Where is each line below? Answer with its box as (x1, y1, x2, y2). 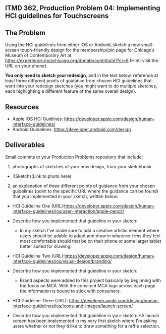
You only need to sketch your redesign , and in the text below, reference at (5, 72, 159, 78)
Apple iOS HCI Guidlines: (12, 116, 63, 122)
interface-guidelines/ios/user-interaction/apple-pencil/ (12, 208, 124, 214)
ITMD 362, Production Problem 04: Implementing (5, 4, 161, 12)
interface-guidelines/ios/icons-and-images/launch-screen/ (12, 303, 133, 309)
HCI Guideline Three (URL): (12, 297, 68, 303)
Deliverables (5, 141, 45, 149)
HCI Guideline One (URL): (12, 203, 64, 209)
